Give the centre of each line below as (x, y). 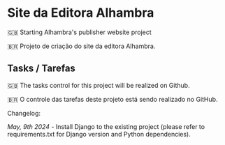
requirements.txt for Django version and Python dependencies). (99, 134)
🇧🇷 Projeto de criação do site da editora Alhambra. (81, 46)
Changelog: (24, 113)
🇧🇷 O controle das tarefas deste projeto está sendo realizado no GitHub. (112, 99)
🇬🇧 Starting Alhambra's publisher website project (79, 32)
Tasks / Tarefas (41, 69)
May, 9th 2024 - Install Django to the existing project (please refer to (106, 126)
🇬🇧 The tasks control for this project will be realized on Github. (99, 85)
